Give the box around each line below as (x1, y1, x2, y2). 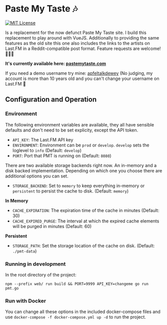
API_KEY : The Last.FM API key (12, 136, 73, 142)
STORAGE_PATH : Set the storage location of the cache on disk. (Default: (12, 242, 155, 248)
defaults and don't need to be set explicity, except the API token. (5, 127, 138, 133)
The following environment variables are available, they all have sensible (5, 121, 154, 127)
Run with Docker (5, 297, 46, 304)
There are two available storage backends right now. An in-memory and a (5, 162, 157, 168)
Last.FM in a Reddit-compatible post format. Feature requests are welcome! (5, 45, 161, 51)
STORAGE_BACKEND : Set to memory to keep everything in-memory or (12, 182, 145, 188)
